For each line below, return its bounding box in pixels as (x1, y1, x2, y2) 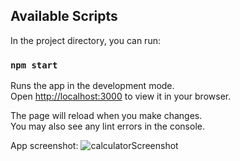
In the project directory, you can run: (10, 34, 161, 46)
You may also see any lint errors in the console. (10, 120, 205, 133)
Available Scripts (10, 8, 118, 25)
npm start (10, 59, 58, 71)
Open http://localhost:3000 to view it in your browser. (10, 90, 232, 103)
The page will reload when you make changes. (10, 110, 203, 122)
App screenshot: (10, 140, 79, 152)
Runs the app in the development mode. (10, 80, 175, 92)
